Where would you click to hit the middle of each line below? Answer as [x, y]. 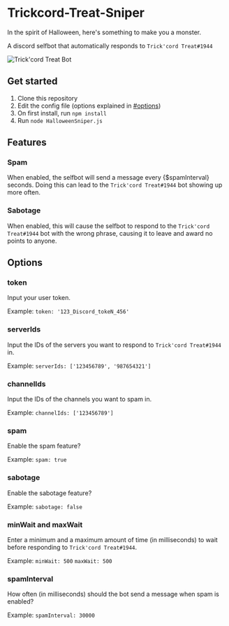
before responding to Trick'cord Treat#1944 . [72, 547]
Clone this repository [47, 98]
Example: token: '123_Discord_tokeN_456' [68, 311]
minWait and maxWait [45, 525]
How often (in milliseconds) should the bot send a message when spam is [113, 594]
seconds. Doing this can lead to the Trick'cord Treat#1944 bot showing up [115, 185]
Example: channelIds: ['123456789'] [60, 413]
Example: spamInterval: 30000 [51, 615]
